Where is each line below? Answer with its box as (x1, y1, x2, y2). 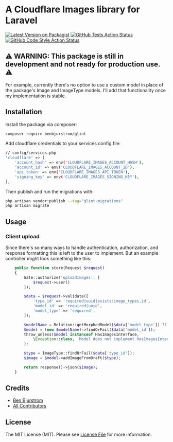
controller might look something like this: (5, 256, 92, 261)
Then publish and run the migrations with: (5, 188, 94, 195)
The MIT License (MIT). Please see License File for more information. (5, 431, 152, 438)
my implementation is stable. (5, 93, 66, 99)
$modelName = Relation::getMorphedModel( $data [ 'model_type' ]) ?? (24, 322, 167, 327)
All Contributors (12, 403, 46, 409)
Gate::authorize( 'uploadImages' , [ (24, 275, 100, 280)
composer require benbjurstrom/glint (5, 131, 86, 136)
